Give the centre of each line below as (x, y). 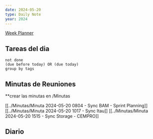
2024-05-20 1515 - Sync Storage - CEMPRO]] (52, 116)
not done (14, 60)
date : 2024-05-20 (23, 10)
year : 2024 (16, 19)
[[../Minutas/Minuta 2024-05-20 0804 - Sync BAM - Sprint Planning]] (76, 105)
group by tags (20, 69)
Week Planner (19, 33)
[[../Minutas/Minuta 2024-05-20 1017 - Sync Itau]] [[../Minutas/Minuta (76, 111)
